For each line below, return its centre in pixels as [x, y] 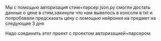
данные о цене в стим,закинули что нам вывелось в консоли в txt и [79, 13]
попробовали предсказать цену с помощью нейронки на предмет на [81, 18]
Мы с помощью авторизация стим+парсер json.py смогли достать [78, 7]
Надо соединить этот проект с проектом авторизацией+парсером [78, 33]
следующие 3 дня [25, 23]
